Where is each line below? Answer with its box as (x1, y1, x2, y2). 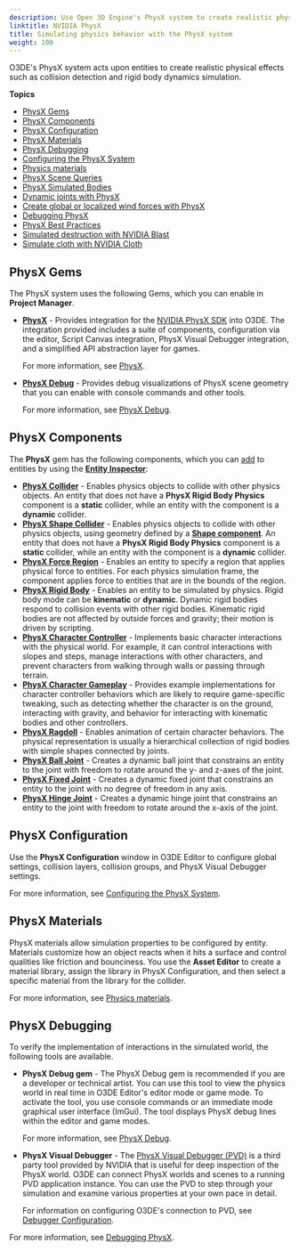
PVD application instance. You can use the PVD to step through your (21, 1179, 273, 1190)
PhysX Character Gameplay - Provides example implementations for (21, 678, 276, 690)
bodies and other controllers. (21, 717, 129, 727)
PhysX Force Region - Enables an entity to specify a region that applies (21, 556, 286, 566)
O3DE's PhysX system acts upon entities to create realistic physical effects (9, 62, 285, 73)
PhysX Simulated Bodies (21, 182, 112, 192)
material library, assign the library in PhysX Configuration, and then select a (9, 965, 287, 976)
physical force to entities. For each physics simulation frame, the (21, 565, 260, 576)
